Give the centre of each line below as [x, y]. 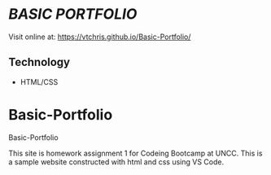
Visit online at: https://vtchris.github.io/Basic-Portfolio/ [100, 37]
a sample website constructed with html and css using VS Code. [116, 162]
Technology [39, 62]
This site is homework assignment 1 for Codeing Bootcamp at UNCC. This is [135, 153]
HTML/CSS [39, 81]
